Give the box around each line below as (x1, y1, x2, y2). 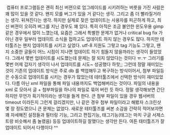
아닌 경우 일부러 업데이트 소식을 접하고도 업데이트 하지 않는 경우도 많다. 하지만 (5, 36, 159, 42)
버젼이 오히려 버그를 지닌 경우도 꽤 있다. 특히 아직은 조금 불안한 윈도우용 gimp (10, 23, 164, 29)
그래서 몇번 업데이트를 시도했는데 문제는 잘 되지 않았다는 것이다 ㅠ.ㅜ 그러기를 (12, 55, 164, 61)
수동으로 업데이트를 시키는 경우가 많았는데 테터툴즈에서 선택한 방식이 (10, 74, 146, 80)
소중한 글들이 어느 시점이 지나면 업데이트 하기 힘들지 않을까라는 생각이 (10, 49, 148, 55)
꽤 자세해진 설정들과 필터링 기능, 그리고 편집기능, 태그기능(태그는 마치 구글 (5, 112, 151, 118)
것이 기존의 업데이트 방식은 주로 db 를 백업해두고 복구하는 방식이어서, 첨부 (5, 68, 151, 73)
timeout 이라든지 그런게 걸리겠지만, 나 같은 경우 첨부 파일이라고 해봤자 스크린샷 (5, 99, 161, 105)
